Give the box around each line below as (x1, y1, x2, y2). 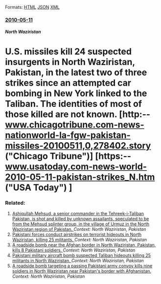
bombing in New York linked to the (5, 88, 147, 99)
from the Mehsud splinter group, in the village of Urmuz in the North (12, 221, 150, 227)
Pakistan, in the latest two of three (5, 66, 147, 78)
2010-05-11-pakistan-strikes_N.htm (5, 171, 155, 183)
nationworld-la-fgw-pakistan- (5, 129, 131, 141)
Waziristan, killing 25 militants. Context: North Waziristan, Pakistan (12, 237, 147, 243)
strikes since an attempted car (5, 77, 131, 88)
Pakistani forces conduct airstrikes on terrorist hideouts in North (12, 231, 142, 237)
